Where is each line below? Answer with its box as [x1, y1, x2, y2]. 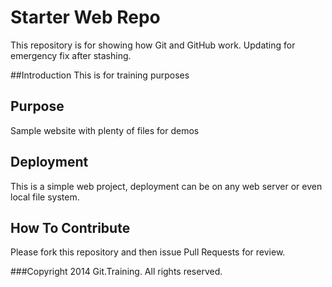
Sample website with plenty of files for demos [10, 124, 200, 136]
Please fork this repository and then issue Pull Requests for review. [10, 246, 286, 258]
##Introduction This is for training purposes [10, 69, 190, 81]
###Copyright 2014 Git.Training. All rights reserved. [10, 266, 223, 278]
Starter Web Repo [10, 6, 161, 29]
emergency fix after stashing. [10, 49, 132, 61]
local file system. [10, 191, 80, 203]
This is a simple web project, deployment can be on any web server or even [10, 180, 323, 192]
